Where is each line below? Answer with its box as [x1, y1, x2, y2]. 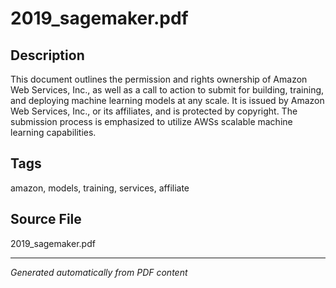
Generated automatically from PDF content [10, 266, 188, 278]
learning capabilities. [10, 127, 97, 138]
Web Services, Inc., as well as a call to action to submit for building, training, [10, 84, 325, 96]
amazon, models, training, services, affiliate [10, 182, 190, 194]
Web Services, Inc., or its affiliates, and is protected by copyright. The [10, 105, 298, 117]
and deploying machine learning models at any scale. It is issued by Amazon [10, 95, 325, 106]
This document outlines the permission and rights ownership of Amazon [10, 73, 308, 85]
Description [10, 47, 85, 64]
